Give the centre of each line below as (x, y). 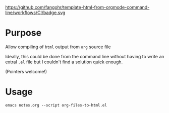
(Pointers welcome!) (26, 71)
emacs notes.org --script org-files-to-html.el (56, 105)
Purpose (23, 33)
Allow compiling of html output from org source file (58, 47)
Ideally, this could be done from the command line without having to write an (85, 56)
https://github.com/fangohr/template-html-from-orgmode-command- (77, 7)
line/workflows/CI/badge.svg (35, 13)
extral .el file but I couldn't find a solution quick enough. (64, 62)
